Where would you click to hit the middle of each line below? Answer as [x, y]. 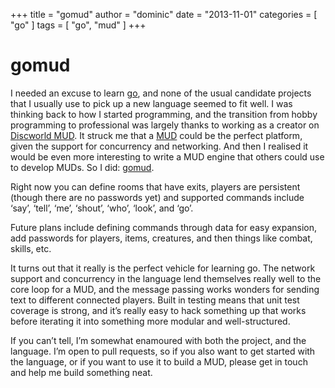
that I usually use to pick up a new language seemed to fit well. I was [151, 103]
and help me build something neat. [81, 372]
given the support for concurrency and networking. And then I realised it [159, 146]
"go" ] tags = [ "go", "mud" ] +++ [78, 25]
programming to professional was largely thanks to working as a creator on [165, 125]
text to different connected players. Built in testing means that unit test [155, 300]
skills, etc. [31, 248]
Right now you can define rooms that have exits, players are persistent [155, 186]
